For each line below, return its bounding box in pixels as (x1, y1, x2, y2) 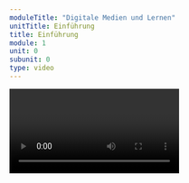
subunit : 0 (9, 55, 51, 64)
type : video (9, 64, 54, 73)
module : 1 (9, 38, 47, 48)
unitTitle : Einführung (9, 22, 95, 31)
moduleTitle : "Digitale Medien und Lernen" (9, 13, 176, 23)
